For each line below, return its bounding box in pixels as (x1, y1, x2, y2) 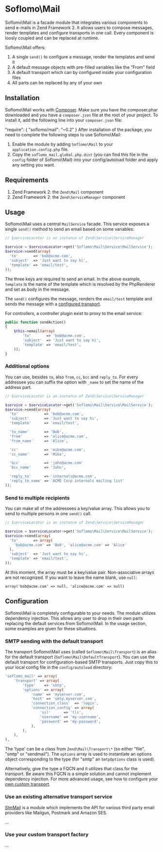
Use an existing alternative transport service (5, 794, 113, 800)
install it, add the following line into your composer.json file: (5, 117, 123, 123)
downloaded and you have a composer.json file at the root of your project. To (5, 112, 158, 118)
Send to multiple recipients (5, 494, 70, 501)
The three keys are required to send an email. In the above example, (5, 276, 141, 282)
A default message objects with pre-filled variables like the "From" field (12, 64, 155, 70)
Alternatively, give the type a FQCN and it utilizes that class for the (5, 766, 138, 772)
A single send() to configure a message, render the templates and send (12, 54, 155, 59)
